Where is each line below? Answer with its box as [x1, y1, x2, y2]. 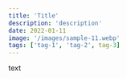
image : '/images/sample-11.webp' [8, 34, 121, 42]
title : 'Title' [8, 11, 59, 20]
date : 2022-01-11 [8, 26, 67, 34]
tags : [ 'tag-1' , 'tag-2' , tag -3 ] [8, 41, 121, 49]
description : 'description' [8, 19, 103, 27]
